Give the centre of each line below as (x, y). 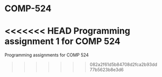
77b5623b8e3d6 (107, 70)
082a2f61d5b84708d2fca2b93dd (124, 65)
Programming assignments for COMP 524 (47, 55)
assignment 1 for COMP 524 (63, 41)
